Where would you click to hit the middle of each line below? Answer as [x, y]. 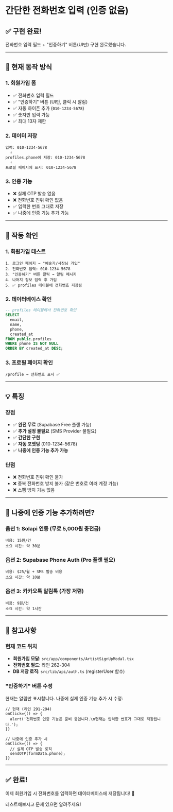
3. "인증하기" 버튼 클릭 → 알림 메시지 [41, 274]
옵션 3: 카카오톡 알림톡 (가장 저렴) [45, 591]
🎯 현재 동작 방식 [29, 67]
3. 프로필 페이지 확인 [29, 362]
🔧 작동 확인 [22, 236]
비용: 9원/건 [17, 603]
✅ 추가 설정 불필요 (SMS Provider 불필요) [55, 431]
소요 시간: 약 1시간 [24, 609]
